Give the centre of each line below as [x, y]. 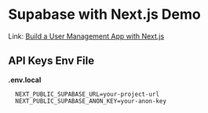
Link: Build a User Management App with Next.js [86, 36]
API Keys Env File [51, 61]
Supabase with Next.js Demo [105, 15]
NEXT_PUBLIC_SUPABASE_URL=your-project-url [87, 94]
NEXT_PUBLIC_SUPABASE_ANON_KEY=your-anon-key [91, 101]
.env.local [25, 79]
